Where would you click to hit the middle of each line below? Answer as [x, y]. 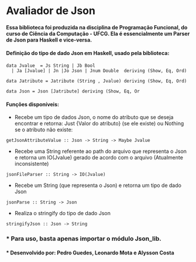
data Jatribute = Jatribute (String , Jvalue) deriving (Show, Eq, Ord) [97, 81]
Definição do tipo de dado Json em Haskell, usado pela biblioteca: [88, 53]
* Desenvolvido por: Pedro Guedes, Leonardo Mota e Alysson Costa [90, 253]
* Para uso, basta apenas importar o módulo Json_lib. [84, 239]
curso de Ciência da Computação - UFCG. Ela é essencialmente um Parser [98, 33]
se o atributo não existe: [44, 130]
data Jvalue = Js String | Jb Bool [51, 66]
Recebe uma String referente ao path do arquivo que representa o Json [101, 151]
